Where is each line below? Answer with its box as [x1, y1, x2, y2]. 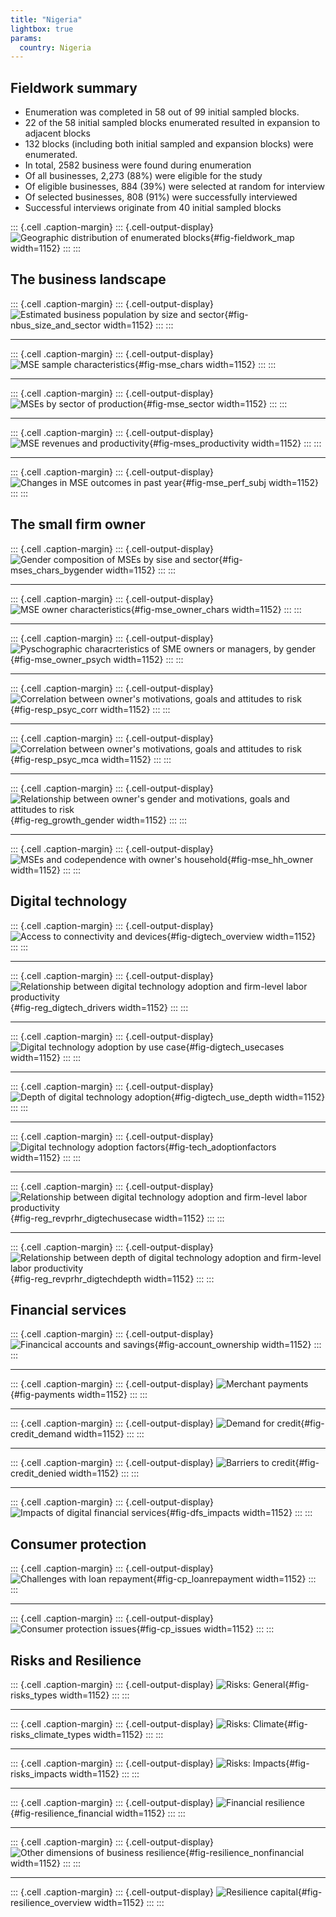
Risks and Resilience [10, 1652, 142, 1669]
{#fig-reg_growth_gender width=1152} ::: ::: [10, 814, 188, 826]
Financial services [10, 1301, 127, 1318]
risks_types [10, 1689, 58, 1701]
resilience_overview [10, 1896, 92, 1908]
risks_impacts [10, 1767, 68, 1780]
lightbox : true [10, 24, 74, 34]
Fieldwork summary [10, 79, 138, 96]
